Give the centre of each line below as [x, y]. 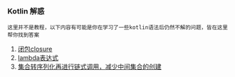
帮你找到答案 [23, 35]
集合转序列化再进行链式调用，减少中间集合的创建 [89, 67]
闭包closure [35, 49]
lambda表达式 [38, 58]
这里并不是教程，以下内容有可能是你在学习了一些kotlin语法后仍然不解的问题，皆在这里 [117, 28]
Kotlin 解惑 [26, 11]
